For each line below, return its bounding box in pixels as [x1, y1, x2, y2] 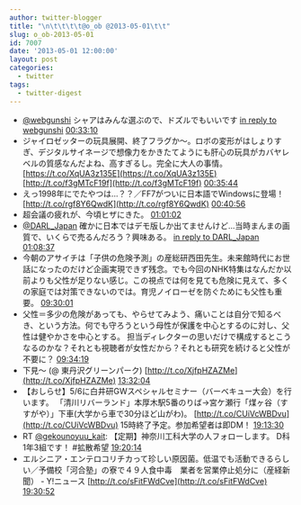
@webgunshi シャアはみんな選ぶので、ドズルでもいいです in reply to [22, 114, 277, 125]
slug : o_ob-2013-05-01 [9, 30, 94, 39]
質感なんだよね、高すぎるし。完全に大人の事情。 [46, 158, 227, 168]
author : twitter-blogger [9, 13, 102, 23]
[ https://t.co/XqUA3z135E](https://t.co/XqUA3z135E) [22, 167, 217, 178]
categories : [9, 64, 54, 73]
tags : [9, 80, 30, 89]
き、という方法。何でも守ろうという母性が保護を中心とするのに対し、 [22, 320, 282, 330]
